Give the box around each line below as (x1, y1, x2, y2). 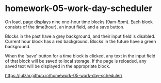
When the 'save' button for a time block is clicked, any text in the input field (5, 53, 156, 58)
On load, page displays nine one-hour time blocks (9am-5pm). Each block (5, 19, 153, 25)
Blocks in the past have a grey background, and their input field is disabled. (5, 33, 156, 39)
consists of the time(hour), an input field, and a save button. (5, 24, 125, 29)
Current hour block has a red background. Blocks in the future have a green (5, 38, 156, 44)
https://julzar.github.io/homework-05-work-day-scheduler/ (5, 72, 123, 78)
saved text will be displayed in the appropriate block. (5, 63, 111, 69)
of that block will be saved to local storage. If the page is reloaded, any (5, 58, 147, 64)
